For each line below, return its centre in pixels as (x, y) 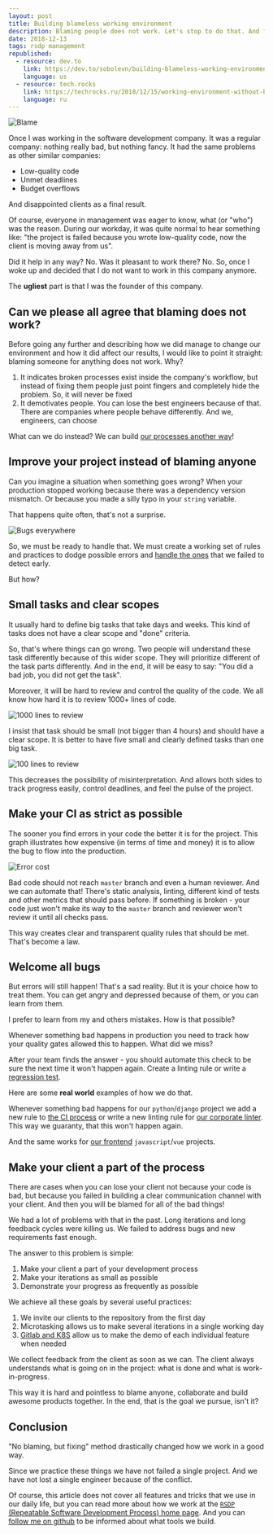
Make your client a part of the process (107, 1167)
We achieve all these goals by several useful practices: (100, 1302)
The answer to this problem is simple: (71, 1253)
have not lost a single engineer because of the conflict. (100, 1479)
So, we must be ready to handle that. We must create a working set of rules (135, 546)
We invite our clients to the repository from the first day (113, 1318)
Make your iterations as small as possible (89, 1278)
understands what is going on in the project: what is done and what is (125, 1368)
